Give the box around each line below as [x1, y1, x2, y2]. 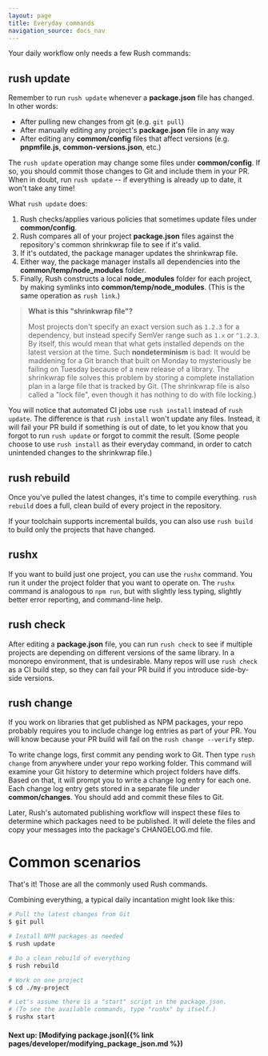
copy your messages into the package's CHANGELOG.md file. [8, 825, 214, 834]
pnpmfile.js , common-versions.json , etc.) [19, 142, 162, 152]
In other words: [8, 102, 58, 111]
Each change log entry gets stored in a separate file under [8, 784, 200, 794]
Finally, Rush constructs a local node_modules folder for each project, [19, 274, 253, 284]
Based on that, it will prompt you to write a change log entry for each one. [8, 775, 251, 785]
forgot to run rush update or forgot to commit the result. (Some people [8, 431, 240, 441]
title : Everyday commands [8, 19, 94, 27]
